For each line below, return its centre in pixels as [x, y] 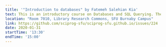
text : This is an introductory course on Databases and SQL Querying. [79, 14]
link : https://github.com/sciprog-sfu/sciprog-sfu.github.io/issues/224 [82, 23]
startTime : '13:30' [25, 32]
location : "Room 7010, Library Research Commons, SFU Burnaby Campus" [79, 19]
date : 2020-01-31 [23, 28]
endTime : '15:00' [23, 37]
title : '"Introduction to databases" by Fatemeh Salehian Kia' [72, 10]
